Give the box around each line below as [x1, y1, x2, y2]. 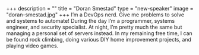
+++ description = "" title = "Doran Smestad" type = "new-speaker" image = [6, 5, 194, 12]
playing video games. [6, 42, 59, 49]
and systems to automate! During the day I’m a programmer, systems [6, 18, 175, 24]
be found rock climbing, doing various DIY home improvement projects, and [6, 36, 192, 43]
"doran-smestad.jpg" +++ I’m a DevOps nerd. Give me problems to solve [6, 11, 185, 18]
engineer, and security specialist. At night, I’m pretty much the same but [6, 23, 182, 30]
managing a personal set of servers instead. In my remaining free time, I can [6, 30, 193, 37]
